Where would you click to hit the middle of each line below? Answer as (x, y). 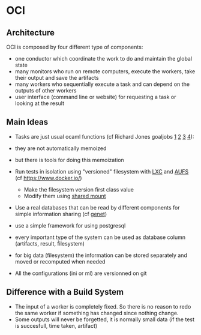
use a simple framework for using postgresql (70, 225)
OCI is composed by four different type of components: (75, 47)
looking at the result (40, 103)
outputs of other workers (46, 90)
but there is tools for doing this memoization (69, 160)
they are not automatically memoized (61, 148)
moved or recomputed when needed (60, 261)
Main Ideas (27, 122)
